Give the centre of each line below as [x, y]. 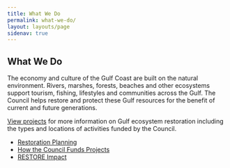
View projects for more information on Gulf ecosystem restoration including [116, 121]
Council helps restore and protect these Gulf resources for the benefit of [111, 100]
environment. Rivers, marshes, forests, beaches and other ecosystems [109, 86]
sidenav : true [28, 33]
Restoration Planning [47, 142]
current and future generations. [52, 108]
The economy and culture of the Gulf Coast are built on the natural [103, 78]
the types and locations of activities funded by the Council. [92, 129]
